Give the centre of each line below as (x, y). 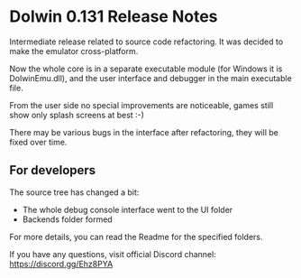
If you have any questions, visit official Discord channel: (113, 254)
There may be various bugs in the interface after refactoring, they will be (144, 132)
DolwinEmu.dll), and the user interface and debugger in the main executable (151, 78)
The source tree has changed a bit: (74, 192)
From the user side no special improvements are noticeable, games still (141, 105)
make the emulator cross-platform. (74, 51)
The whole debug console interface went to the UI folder (128, 209)
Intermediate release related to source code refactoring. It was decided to (146, 42)
